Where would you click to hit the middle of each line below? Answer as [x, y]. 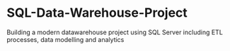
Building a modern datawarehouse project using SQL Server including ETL [115, 32]
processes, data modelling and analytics [65, 39]
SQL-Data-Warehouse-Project [97, 13]
